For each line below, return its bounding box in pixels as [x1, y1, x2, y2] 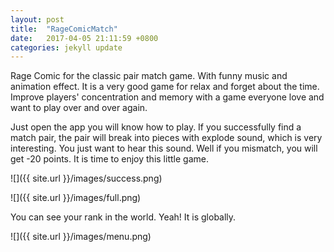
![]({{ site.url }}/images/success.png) [10, 172, 163, 185]
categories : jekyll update [10, 42, 123, 53]
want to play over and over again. [10, 102, 148, 114]
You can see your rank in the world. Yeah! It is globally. [10, 211, 237, 223]
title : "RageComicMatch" [10, 24, 118, 34]
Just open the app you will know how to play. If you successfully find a [10, 121, 302, 133]
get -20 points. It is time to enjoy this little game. [10, 153, 209, 165]
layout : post [10, 14, 65, 25]
